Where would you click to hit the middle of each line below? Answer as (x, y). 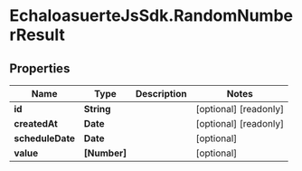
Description (161, 94)
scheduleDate (44, 138)
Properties (40, 68)
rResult (37, 35)
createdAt (36, 123)
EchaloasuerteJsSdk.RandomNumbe (151, 16)
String (97, 109)
